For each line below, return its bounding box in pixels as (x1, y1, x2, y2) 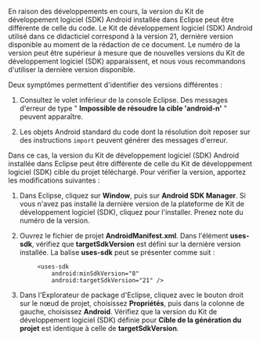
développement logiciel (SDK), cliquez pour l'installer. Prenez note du (19, 208, 244, 216)
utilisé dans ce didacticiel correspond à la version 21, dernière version (8, 31, 233, 41)
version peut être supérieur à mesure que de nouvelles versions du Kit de (8, 49, 245, 57)
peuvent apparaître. (19, 112, 84, 121)
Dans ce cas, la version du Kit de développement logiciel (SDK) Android (8, 151, 240, 160)
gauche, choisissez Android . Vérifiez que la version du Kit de (19, 307, 218, 316)
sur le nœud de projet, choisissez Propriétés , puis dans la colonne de (19, 299, 245, 308)
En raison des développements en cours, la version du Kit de (8, 7, 204, 16)
